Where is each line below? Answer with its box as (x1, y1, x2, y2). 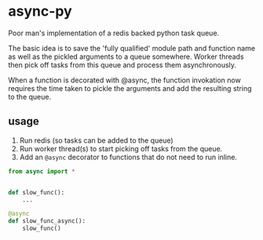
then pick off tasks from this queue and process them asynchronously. (8, 60, 237, 69)
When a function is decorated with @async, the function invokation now (8, 75, 241, 85)
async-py (8, 2, 72, 20)
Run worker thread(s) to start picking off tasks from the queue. (19, 144, 223, 153)
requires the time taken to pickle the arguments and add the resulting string (8, 83, 253, 93)
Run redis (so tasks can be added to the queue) (19, 136, 174, 145)
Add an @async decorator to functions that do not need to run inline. (19, 152, 238, 162)
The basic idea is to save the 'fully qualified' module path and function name (8, 43, 256, 53)
